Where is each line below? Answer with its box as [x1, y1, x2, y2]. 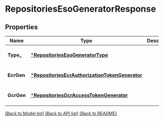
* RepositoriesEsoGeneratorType [30, 52, 108, 58]
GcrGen [7, 92, 26, 99]
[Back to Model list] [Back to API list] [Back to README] [5, 111, 117, 116]
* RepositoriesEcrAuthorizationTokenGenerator [30, 72, 143, 79]
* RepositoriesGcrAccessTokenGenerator [30, 92, 128, 99]
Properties [5, 23, 38, 31]
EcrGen [7, 72, 25, 79]
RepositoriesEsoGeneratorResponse [5, 3, 156, 15]
